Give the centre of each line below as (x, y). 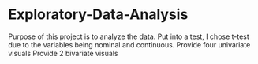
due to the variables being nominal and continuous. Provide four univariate (129, 44)
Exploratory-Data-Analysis (98, 15)
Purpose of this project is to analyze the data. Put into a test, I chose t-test (129, 36)
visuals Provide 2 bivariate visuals (63, 53)
